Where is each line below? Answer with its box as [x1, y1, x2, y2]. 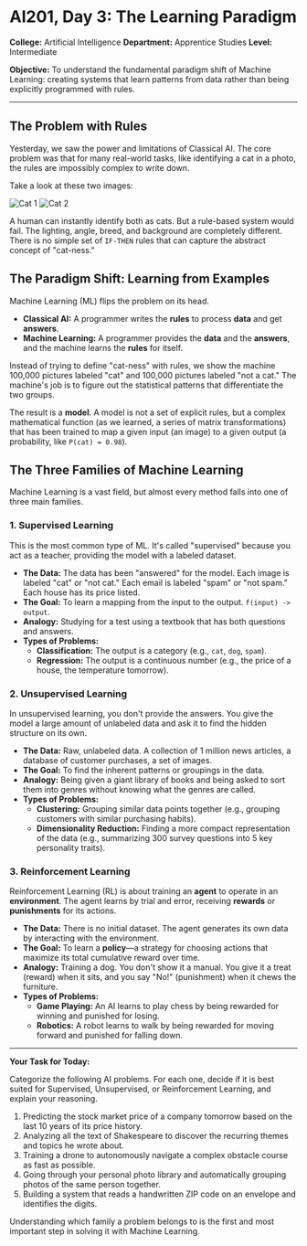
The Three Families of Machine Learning [9, 462, 244, 477]
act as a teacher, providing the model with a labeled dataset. [9, 549, 237, 560]
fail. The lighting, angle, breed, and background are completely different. [9, 225, 283, 236]
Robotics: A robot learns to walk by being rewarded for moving [36, 1020, 274, 1031]
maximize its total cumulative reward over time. [22, 953, 201, 964]
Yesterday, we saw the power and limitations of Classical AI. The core [9, 143, 271, 154]
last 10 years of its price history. [22, 1121, 143, 1132]
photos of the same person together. [22, 1179, 162, 1190]
